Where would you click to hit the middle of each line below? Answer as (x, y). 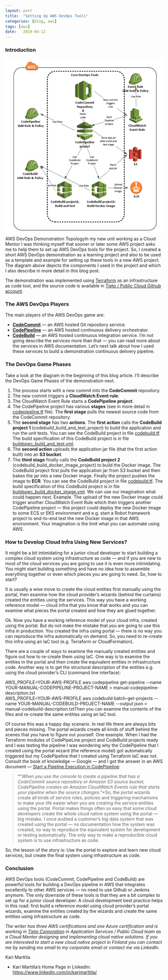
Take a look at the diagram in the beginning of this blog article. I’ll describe (82, 375)
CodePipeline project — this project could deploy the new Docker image (87, 508)
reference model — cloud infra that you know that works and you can (77, 605)
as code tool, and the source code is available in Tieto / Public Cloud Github (83, 286)
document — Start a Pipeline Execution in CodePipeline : (63, 767)
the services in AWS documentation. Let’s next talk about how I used (83, 346)
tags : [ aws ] (17, 27)
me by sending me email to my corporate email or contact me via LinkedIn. (82, 947)
